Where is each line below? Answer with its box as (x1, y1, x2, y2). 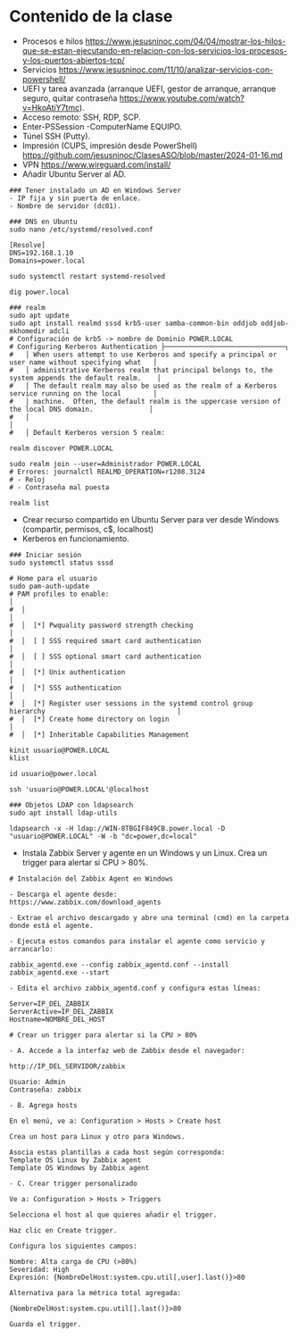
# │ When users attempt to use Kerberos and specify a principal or (9, 350, 277, 359)
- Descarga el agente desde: (9, 890, 118, 899)
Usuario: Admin (9, 1077, 66, 1086)
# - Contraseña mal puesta (9, 482, 110, 492)
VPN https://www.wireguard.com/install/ (21, 159, 171, 170)
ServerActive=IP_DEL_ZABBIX (9, 1007, 114, 1016)
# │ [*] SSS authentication (9, 683, 122, 692)
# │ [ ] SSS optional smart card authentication (9, 652, 202, 661)
